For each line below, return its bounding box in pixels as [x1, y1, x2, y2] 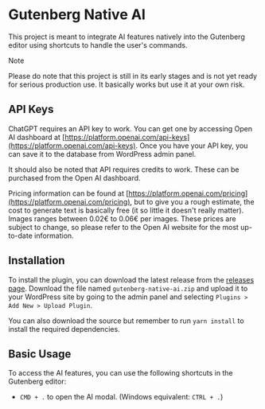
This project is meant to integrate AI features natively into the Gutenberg [8, 32, 245, 41]
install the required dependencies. [8, 324, 121, 333]
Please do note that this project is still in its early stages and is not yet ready [8, 71, 257, 80]
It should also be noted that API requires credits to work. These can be [8, 165, 240, 174]
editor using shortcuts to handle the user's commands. [8, 40, 188, 49]
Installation [8, 254, 65, 267]
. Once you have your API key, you [134, 141, 248, 150]
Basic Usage [8, 347, 72, 360]
